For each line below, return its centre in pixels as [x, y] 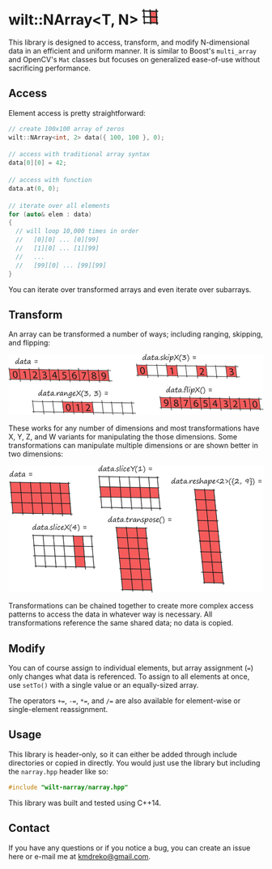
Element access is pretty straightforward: [77, 112]
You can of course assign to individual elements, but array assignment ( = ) [131, 668]
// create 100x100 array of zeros [67, 129]
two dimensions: [36, 454]
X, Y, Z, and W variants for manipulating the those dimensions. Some [123, 437]
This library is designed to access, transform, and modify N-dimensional [129, 42]
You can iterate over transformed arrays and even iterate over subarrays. [130, 289]
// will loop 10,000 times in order [77, 231]
